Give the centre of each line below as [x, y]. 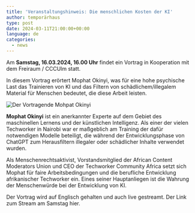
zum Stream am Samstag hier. [43, 203]
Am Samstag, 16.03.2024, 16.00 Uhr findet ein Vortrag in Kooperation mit [98, 62]
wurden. [16, 148]
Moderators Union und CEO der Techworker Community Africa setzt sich [97, 166]
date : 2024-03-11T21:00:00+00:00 [48, 28]
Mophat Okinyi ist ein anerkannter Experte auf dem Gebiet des [84, 116]
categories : [21, 40]
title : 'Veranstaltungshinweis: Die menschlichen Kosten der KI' [89, 12]
